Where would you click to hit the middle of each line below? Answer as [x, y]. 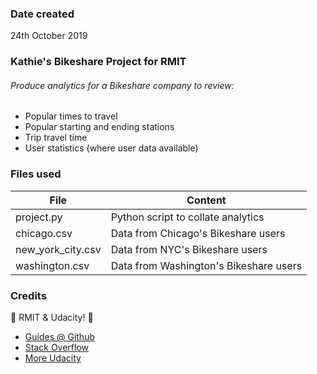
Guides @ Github [59, 337]
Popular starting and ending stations [99, 127]
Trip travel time [56, 138]
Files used [36, 174]
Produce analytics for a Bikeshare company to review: [122, 85]
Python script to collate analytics [187, 217]
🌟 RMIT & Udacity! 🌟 [52, 318]
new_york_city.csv [58, 249]
